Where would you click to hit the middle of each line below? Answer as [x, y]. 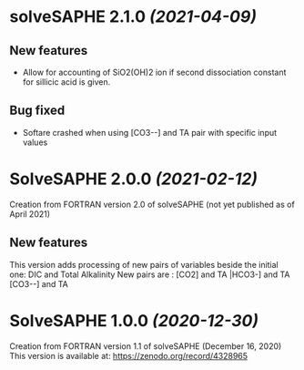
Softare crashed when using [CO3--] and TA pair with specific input [150, 132]
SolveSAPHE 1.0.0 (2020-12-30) [134, 320]
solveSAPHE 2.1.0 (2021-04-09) [133, 17]
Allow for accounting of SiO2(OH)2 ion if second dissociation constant [154, 72]
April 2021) [30, 214]
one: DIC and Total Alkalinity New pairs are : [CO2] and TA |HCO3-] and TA [150, 274]
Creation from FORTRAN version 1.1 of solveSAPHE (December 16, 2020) [146, 346]
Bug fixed [37, 111]
